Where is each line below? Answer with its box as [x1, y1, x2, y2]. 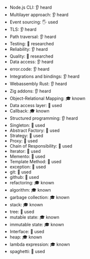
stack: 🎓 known [9, 202, 43, 207]
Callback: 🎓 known [9, 108, 50, 114]
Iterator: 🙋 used [9, 149, 41, 154]
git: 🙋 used [9, 169, 32, 175]
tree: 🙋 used [9, 209, 35, 215]
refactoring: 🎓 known [9, 180, 54, 185]
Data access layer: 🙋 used [9, 103, 62, 108]
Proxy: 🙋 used [9, 138, 38, 144]
